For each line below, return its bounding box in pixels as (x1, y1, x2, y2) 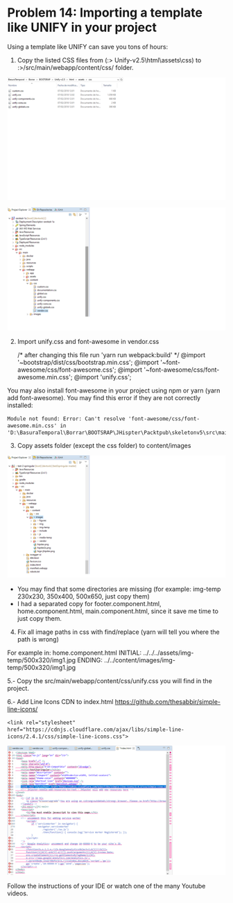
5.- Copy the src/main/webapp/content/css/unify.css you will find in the (7, 677, 213, 685)
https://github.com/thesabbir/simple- (114, 698, 221, 706)
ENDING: (77, 656, 103, 664)
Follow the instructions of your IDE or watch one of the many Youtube (7, 882, 206, 890)
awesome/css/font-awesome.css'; (17, 365, 116, 374)
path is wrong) (17, 635, 59, 644)
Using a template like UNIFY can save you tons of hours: (7, 42, 169, 51)
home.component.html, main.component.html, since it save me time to (17, 607, 218, 615)
